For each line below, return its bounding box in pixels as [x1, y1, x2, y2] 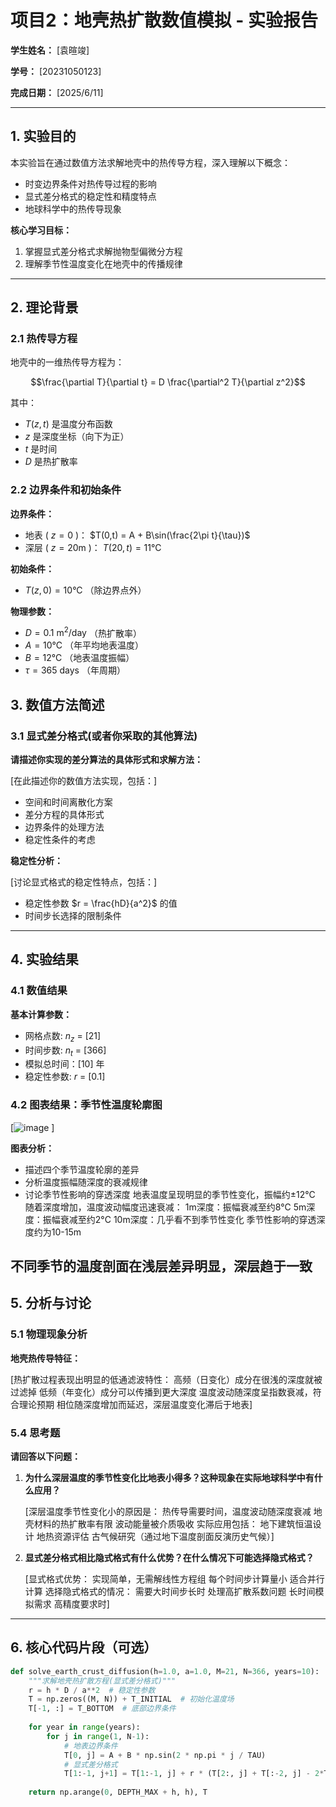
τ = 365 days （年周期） [24, 664, 126, 676]
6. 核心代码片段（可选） [10, 1639, 158, 1656]
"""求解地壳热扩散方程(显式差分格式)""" [28, 1676, 177, 1686]
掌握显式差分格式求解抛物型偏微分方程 [24, 245, 183, 257]
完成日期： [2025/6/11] [10, 86, 104, 98]
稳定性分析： [10, 855, 63, 867]
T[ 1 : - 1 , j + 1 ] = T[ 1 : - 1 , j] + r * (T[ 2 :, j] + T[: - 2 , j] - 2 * [63, 1769, 325, 1779]
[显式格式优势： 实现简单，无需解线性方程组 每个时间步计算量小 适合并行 [24, 1573, 325, 1585]
